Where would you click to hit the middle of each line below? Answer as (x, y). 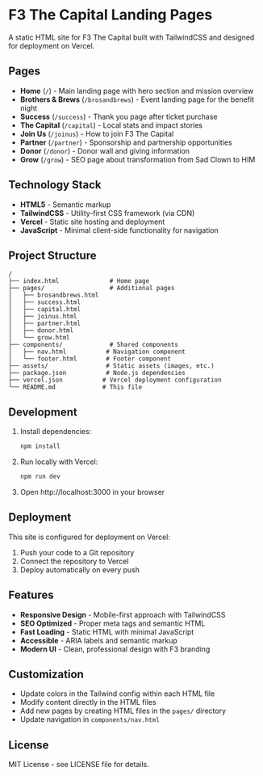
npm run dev (40, 477)
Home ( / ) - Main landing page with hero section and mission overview (137, 91)
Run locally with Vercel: (59, 462)
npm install (40, 446)
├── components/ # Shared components (94, 345)
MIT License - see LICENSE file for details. (79, 765)
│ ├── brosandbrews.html (54, 295)
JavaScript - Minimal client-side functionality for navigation (119, 230)
